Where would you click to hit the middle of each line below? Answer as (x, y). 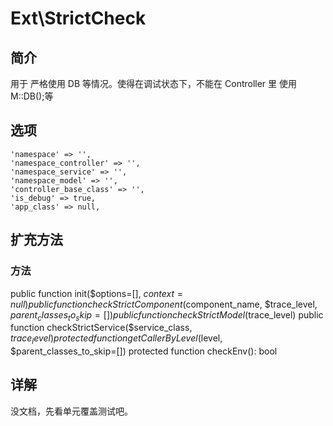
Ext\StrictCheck (78, 18)
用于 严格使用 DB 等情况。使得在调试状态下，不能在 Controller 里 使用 (154, 83)
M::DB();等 (32, 96)
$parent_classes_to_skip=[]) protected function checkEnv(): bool (144, 351)
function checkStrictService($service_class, (101, 328)
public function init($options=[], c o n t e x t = (96, 293)
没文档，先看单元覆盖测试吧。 (71, 411)
